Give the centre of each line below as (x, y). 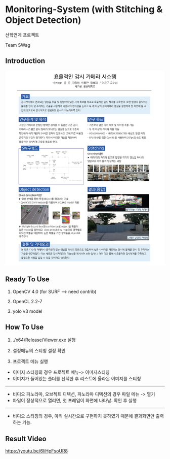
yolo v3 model (27, 311)
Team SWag (18, 45)
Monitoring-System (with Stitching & (84, 9)
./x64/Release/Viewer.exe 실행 (44, 340)
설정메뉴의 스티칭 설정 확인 (39, 351)
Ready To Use (27, 280)
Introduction (25, 61)
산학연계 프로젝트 (22, 35)
